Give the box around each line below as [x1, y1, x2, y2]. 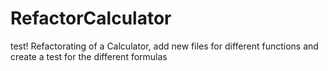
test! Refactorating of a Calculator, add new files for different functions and [10, 40, 319, 52]
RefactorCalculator [10, 7, 172, 30]
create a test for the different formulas [10, 50, 168, 62]
